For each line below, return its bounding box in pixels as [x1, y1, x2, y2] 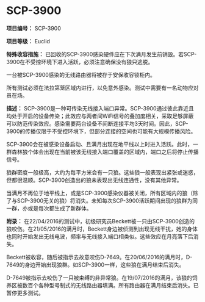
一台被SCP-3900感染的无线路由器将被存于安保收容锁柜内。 [6, 71, 156, 78]
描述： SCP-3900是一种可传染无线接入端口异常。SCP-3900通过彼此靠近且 [6, 104, 194, 112]
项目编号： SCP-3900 [6, 24, 61, 32]
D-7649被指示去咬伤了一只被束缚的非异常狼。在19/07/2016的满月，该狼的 [6, 274, 193, 281]
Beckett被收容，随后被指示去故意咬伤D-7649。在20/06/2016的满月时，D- [6, 253, 193, 261]
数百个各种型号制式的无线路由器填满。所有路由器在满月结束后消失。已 [22, 281, 199, 289]
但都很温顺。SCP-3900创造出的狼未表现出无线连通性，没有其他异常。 [6, 176, 182, 184]
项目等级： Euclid [6, 37, 50, 45]
